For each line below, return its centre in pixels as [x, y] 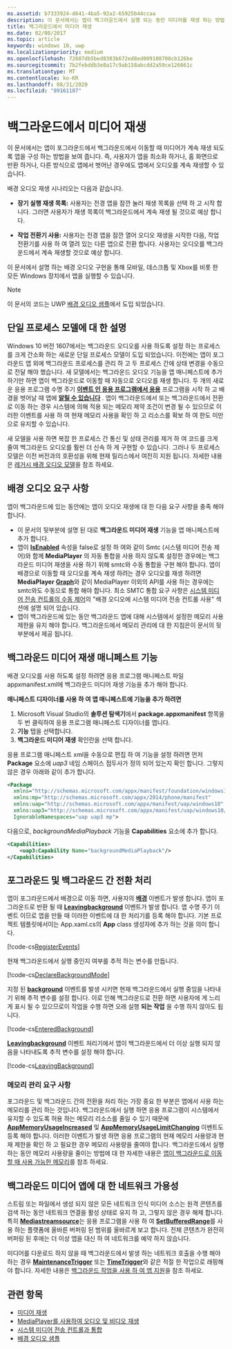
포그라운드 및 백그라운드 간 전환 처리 [79, 880]
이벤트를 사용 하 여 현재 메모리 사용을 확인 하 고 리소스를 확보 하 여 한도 [115, 415]
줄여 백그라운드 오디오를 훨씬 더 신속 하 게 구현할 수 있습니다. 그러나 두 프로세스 [114, 447]
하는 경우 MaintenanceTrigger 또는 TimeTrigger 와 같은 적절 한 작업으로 [106, 1262]
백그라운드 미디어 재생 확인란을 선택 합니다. [75, 740]
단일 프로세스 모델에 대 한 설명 [67, 328]
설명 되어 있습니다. [55, 607]
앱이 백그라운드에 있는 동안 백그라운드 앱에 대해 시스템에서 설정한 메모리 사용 [120, 616]
